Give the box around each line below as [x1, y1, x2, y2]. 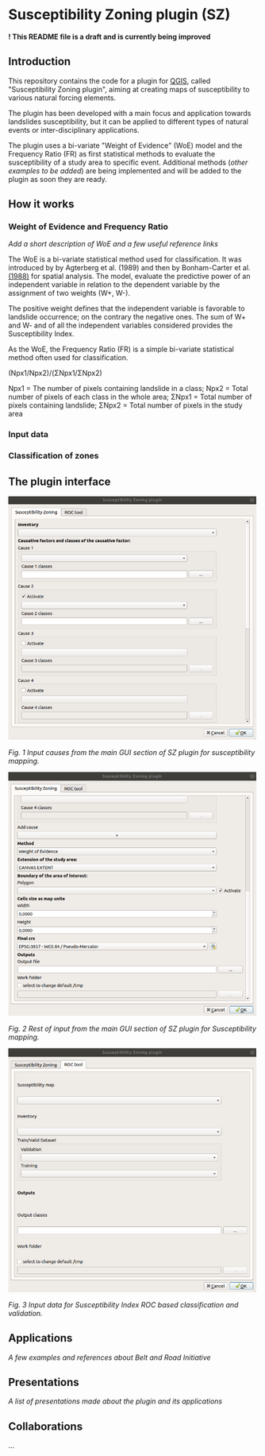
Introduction [8, 55, 71, 68]
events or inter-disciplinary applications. [8, 125, 140, 134]
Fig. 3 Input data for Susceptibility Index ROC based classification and [8, 1299, 239, 1309]
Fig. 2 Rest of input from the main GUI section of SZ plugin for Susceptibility [8, 1024, 256, 1033]
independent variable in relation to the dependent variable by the [8, 280, 221, 289]
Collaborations [8, 1419, 83, 1433]
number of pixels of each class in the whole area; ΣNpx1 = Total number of [8, 392, 252, 402]
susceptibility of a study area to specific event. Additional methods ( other [8, 157, 248, 167]
